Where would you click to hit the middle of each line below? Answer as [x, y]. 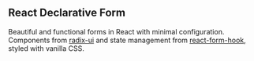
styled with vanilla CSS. [47, 48]
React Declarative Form [67, 13]
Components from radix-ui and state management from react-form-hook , [127, 40]
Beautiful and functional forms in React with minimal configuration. [116, 31]
